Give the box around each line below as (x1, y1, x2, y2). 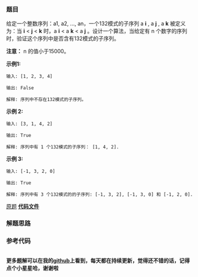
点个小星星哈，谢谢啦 (6, 264, 58, 272)
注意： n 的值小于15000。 (6, 48, 70, 55)
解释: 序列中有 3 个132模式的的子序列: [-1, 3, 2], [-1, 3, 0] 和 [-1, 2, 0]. (6, 191, 193, 198)
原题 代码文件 (6, 203, 39, 210)
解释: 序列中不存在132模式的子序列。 (6, 97, 86, 103)
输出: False (6, 85, 34, 91)
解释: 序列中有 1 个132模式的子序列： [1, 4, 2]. (6, 144, 119, 150)
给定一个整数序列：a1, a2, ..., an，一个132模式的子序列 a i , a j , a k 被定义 (6, 20, 186, 28)
